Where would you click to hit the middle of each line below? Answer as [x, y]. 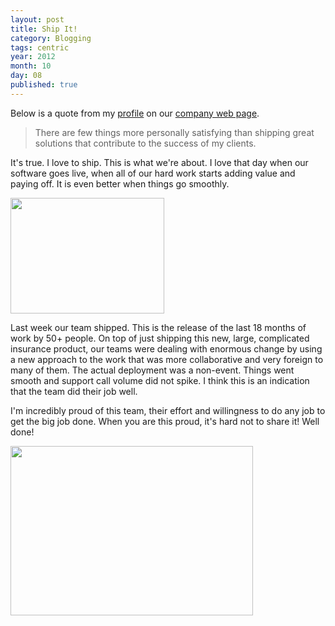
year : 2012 [33, 57]
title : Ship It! [44, 29]
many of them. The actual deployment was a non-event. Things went [152, 370]
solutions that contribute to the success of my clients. [145, 143]
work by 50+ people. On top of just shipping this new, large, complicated [160, 338]
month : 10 [31, 66]
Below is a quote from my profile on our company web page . [135, 113]
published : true [44, 85]
